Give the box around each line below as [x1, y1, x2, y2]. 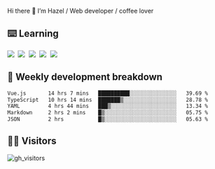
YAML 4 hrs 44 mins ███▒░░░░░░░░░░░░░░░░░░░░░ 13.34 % [7, 102, 209, 110]
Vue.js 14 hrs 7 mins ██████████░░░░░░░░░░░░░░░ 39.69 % [7, 90, 209, 97]
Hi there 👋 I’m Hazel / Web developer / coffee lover [7, 7, 154, 15]
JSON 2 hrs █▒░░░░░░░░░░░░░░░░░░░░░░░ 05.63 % [7, 116, 209, 123]
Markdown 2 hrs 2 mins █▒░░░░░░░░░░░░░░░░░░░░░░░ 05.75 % [7, 109, 209, 116]
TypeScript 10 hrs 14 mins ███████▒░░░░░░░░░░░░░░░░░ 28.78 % [7, 96, 209, 103]
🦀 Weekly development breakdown [7, 71, 163, 83]
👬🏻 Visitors [7, 135, 57, 147]
